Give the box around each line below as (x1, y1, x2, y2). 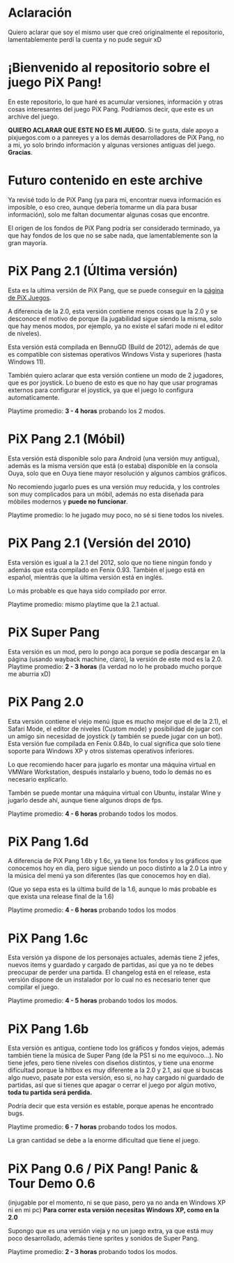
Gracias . (8, 148, 33, 156)
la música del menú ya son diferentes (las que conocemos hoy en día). (8, 871, 211, 880)
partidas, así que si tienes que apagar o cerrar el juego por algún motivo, (8, 1081, 217, 1090)
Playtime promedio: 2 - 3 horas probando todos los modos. (8, 1248, 178, 1256)
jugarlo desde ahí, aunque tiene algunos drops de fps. (8, 796, 163, 804)
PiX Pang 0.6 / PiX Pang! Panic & (8, 1161, 199, 1177)
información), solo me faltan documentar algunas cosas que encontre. (8, 210, 210, 219)
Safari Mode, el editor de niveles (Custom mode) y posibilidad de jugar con (8, 725, 224, 733)
